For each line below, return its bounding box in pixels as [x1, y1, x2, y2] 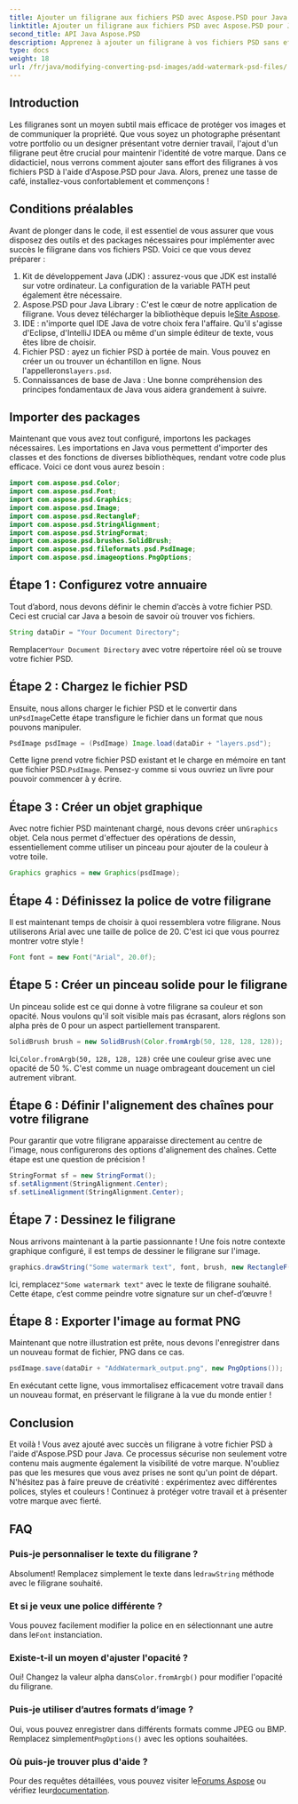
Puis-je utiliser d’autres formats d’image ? [9, 1704, 193, 1716]
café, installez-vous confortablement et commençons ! [9, 175, 210, 187]
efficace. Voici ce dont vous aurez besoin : [9, 461, 165, 472]
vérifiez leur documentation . [9, 1785, 110, 1795]
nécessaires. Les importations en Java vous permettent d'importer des [9, 443, 268, 453]
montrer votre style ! [9, 935, 84, 946]
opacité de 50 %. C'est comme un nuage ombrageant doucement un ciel [9, 1063, 276, 1074]
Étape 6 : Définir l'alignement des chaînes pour [9, 1098, 274, 1113]
